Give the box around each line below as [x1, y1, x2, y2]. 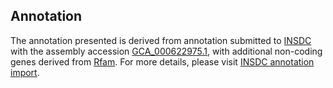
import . [10, 66, 40, 78]
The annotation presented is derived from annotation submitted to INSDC [10, 34, 312, 46]
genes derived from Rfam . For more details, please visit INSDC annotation [10, 55, 315, 68]
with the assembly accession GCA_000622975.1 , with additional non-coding [10, 45, 323, 57]
